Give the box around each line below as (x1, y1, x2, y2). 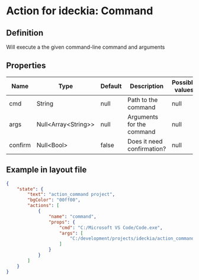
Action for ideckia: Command (6, 4, 153, 18)
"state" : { (17, 186, 44, 192)
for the (127, 120, 146, 128)
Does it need (127, 137, 163, 145)
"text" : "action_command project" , (27, 192, 115, 198)
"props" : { (48, 219, 76, 225)
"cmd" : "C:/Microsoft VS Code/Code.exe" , (59, 224, 163, 231)
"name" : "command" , (48, 214, 97, 219)
